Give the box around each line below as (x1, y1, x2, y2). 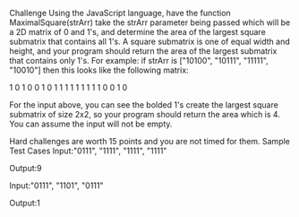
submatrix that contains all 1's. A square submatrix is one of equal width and (9, 36, 291, 47)
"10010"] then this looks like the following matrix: (9, 65, 190, 75)
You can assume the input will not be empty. (9, 118, 173, 129)
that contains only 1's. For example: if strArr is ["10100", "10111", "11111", (9, 56, 269, 65)
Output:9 (9, 163, 42, 173)
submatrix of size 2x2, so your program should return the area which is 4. (9, 109, 280, 119)
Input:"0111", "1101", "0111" (9, 180, 105, 191)
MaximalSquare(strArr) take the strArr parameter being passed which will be (9, 17, 291, 28)
